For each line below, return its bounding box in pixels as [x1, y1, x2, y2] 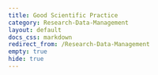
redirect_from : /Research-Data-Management [8, 41, 150, 48]
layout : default [8, 26, 62, 34]
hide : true [8, 55, 44, 63]
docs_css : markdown [8, 33, 73, 41]
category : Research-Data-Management [8, 19, 129, 27]
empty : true [8, 48, 47, 55]
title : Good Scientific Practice [8, 11, 118, 20]
